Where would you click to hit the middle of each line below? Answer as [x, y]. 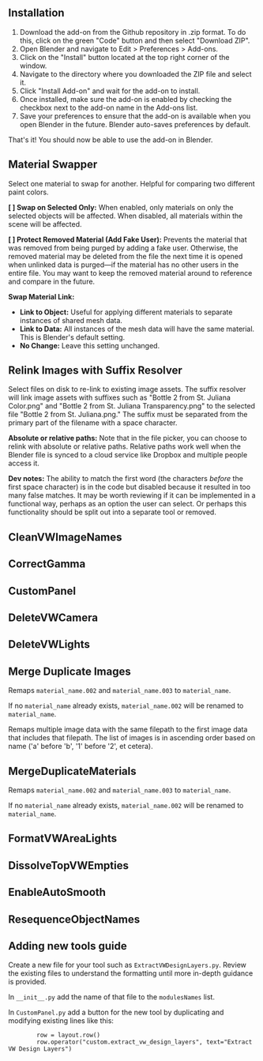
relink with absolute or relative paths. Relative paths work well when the [125, 446]
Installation [36, 13]
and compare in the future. [52, 281]
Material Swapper [53, 165]
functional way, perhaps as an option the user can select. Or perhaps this [128, 504]
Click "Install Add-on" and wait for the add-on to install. [110, 91]
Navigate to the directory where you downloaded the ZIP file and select [135, 73]
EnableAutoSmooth [57, 892]
